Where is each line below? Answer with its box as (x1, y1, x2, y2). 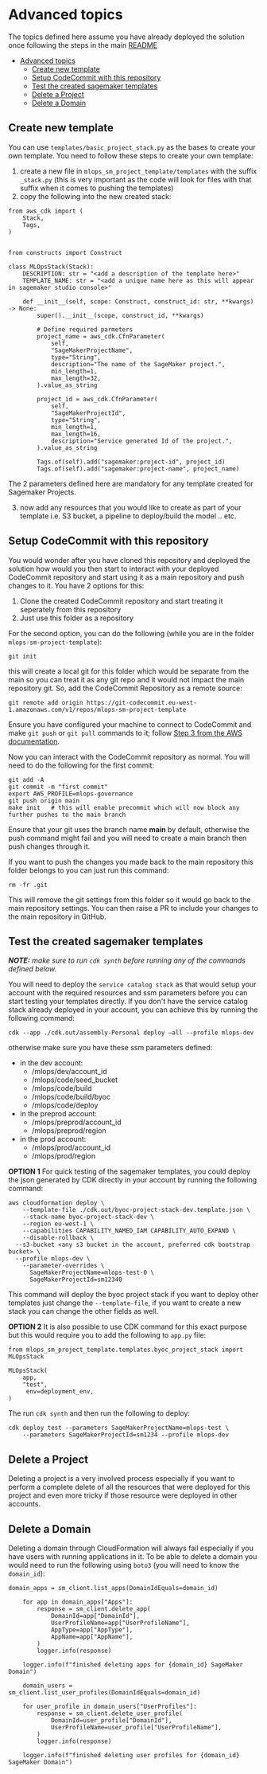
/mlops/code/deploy (31, 1100, 99, 1110)
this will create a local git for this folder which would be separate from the (8, 666, 250, 676)
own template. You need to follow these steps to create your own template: (8, 150, 254, 160)
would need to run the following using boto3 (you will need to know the (8, 1561, 240, 1569)
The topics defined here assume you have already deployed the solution (8, 32, 245, 41)
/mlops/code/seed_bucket (31, 1075, 118, 1084)
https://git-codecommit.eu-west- (86, 698, 197, 706)
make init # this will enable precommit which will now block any (8, 803, 240, 811)
